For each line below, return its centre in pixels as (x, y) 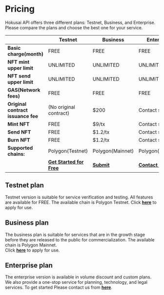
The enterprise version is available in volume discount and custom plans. (78, 277)
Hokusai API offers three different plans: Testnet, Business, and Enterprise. (80, 22)
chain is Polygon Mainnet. (31, 245)
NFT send (19, 76)
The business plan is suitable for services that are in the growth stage (75, 235)
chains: (16, 154)
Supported (20, 148)
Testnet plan (24, 186)
